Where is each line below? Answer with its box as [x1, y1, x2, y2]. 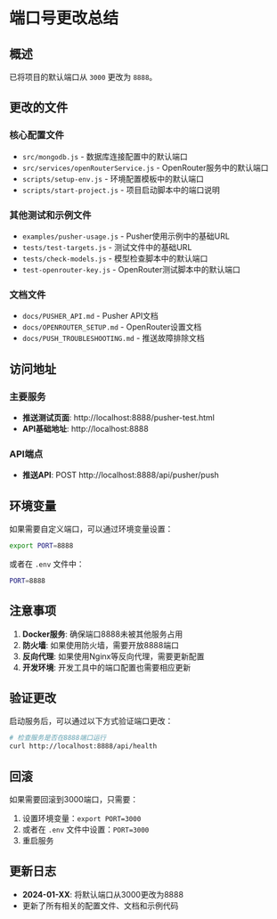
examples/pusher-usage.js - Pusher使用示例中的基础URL [21, 231, 230, 241]
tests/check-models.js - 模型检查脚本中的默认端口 [21, 253, 208, 264]
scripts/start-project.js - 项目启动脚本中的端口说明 [21, 184, 220, 195]
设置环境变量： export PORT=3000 [21, 813, 142, 824]
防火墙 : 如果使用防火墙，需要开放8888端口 [21, 639, 180, 650]
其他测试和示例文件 [9, 208, 92, 221]
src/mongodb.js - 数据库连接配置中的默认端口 [21, 150, 189, 161]
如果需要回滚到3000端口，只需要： [9, 794, 139, 805]
